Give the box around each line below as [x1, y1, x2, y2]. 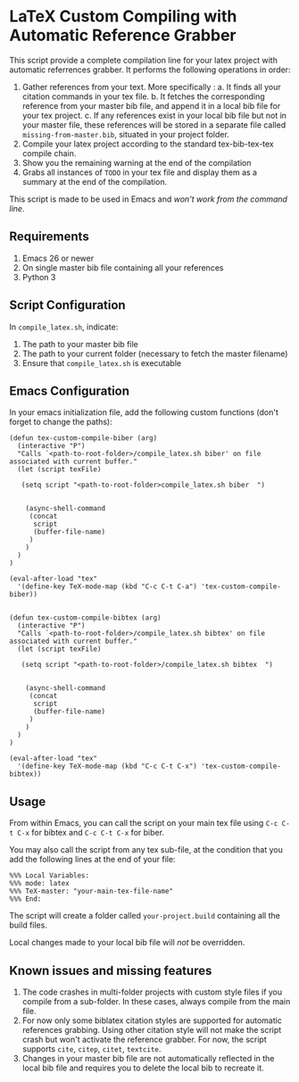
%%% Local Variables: [9, 871, 90, 880]
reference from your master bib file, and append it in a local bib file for [21, 100, 281, 111]
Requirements [9, 229, 89, 245]
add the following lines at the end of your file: [9, 854, 176, 865]
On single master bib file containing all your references [21, 262, 224, 273]
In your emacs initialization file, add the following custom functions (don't [9, 407, 278, 418]
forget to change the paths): [9, 417, 113, 428]
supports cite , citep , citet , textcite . [21, 1044, 162, 1054]
